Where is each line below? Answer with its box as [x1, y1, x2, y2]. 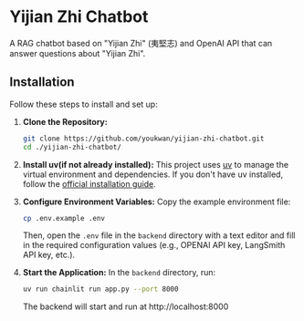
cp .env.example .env [22, 213, 105, 223]
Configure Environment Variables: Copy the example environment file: [22, 196, 291, 207]
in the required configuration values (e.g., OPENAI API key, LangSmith [22, 240, 286, 251]
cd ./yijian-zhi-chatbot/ [22, 142, 121, 151]
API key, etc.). [22, 249, 76, 261]
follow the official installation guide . [22, 178, 157, 189]
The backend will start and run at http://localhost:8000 [22, 301, 229, 312]
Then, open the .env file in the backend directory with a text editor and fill [22, 230, 296, 241]
